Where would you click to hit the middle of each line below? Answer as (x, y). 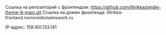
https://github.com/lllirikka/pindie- (126, 7)
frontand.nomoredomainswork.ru (39, 17)
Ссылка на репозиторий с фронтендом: (47, 7)
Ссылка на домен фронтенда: (74, 12)
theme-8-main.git (23, 12)
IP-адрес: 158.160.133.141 (31, 27)
